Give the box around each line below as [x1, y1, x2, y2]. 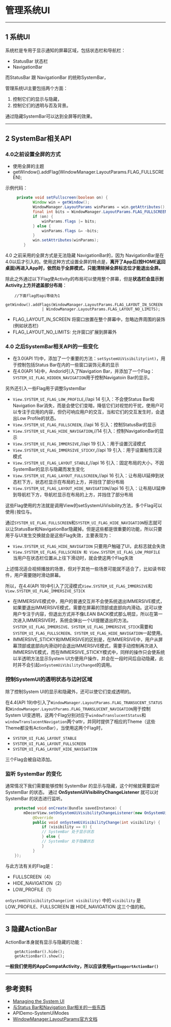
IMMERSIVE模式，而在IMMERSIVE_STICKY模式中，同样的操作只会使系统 [12, 649, 165, 655]
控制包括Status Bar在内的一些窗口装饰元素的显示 [17, 362, 120, 368]
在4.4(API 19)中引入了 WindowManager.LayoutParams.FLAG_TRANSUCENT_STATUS [5, 699, 163, 705]
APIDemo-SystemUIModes [12, 1010, 69, 1016]
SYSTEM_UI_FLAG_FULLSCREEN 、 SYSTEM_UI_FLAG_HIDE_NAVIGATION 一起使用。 [12, 630, 165, 636]
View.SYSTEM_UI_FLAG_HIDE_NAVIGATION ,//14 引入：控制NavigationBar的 [12, 428, 159, 434]
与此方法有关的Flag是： [5, 863, 55, 869]
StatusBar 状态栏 [12, 58, 48, 64]
